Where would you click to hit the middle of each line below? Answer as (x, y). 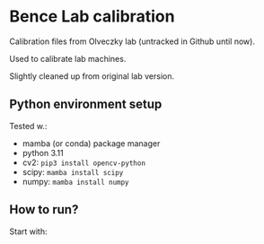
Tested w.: (28, 126)
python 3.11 (43, 152)
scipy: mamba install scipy (73, 171)
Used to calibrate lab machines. (68, 58)
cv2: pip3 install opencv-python (84, 162)
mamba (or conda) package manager (91, 143)
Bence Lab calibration (92, 17)
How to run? (44, 209)
